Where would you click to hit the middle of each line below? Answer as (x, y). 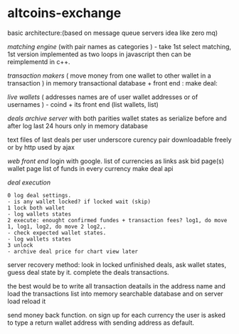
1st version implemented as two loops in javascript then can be (99, 54)
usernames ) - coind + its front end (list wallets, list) (83, 104)
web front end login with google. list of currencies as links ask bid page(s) (116, 161)
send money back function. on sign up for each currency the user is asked (117, 315)
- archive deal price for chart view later (73, 251)
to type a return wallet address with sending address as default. (101, 323)
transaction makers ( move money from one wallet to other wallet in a (109, 75)
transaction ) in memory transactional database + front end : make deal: (113, 83)
